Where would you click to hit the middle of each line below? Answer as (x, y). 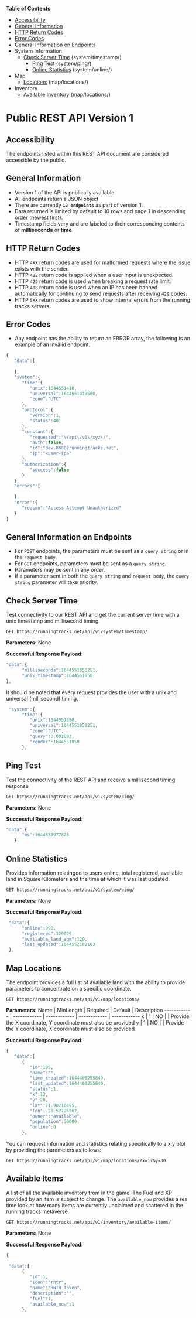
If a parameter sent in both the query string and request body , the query (102, 576)
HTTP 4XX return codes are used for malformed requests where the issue (102, 262)
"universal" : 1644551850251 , (64, 726)
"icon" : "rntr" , (48, 1282)
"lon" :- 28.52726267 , (55, 1111)
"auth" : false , (47, 443)
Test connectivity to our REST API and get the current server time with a (93, 615)
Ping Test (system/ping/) (62, 63)
